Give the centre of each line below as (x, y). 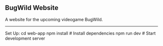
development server (25, 38)
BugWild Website (32, 8)
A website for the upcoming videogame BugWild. (54, 19)
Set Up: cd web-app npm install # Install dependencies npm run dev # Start (81, 33)
